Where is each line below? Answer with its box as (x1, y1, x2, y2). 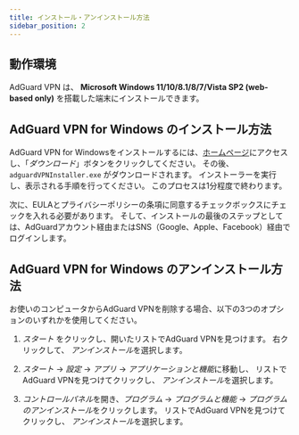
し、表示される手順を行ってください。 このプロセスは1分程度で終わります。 (9, 180, 287, 192)
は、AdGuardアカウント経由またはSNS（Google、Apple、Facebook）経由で (9, 222, 291, 233)
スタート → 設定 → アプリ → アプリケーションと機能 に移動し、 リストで (21, 363, 287, 374)
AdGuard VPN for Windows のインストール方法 (9, 121, 272, 136)
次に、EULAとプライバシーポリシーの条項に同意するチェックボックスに (9, 200, 272, 210)
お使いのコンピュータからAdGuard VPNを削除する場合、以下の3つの (9, 303, 262, 314)
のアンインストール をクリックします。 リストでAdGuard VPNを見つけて (21, 405, 287, 415)
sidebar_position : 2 (9, 21, 87, 30)
